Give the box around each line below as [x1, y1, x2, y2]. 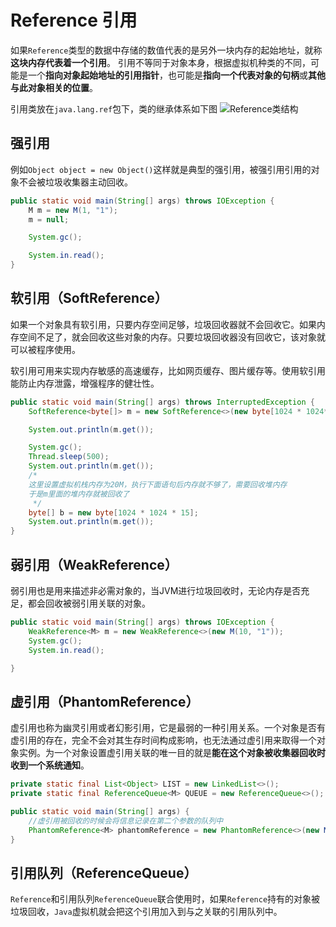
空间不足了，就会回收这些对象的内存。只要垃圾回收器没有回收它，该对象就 [18, 331, 326, 343]
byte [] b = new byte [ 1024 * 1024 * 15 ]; [28, 507, 199, 518]
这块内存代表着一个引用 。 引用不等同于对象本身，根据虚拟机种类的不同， [10, 56, 311, 68]
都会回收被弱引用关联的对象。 [27, 597, 151, 609]
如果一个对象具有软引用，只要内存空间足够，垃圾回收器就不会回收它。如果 [10, 318, 317, 330]
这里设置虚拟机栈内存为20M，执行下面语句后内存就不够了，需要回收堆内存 [28, 479, 288, 490]
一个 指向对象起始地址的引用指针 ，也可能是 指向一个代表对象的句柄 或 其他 [27, 69, 326, 81]
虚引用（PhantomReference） [10, 693, 200, 710]
